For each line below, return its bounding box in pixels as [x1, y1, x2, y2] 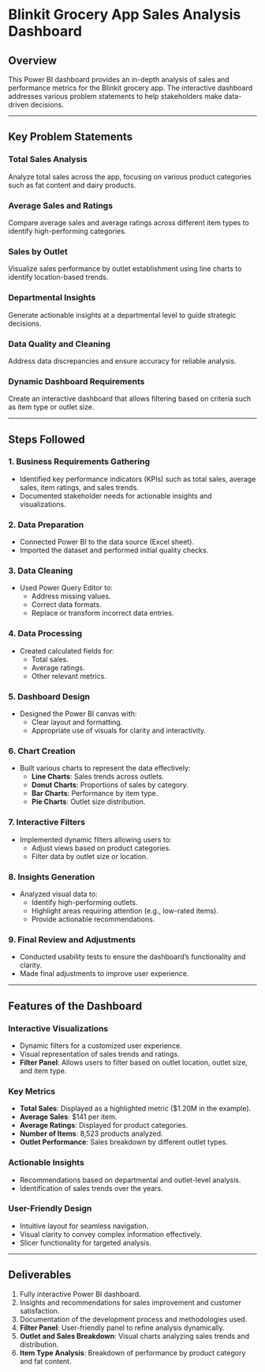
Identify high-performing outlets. [31, 897, 138, 906]
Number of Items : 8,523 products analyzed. [19, 1129, 163, 1139]
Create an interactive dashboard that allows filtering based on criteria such [8, 394, 252, 404]
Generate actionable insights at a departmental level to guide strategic [8, 310, 237, 319]
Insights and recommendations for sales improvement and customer [19, 1298, 242, 1307]
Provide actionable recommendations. [31, 914, 155, 924]
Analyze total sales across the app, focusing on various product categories [8, 171, 252, 181]
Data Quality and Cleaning [8, 338, 111, 349]
